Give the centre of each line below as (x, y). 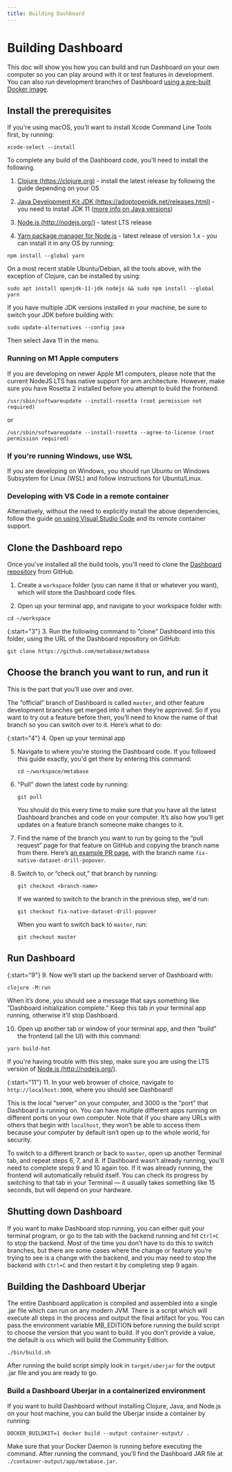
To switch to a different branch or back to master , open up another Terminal (115, 1153)
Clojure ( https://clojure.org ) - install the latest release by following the (116, 181)
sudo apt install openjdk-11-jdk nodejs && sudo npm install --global (111, 289)
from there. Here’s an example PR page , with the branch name (106, 852)
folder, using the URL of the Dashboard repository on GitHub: (94, 639)
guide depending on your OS (58, 188)
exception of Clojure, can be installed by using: (74, 276)
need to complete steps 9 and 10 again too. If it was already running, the (110, 1168)
